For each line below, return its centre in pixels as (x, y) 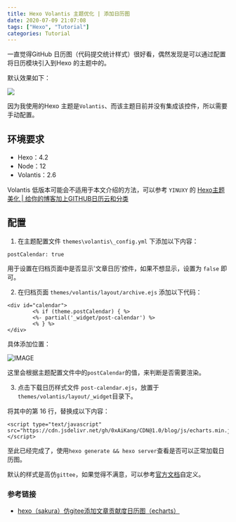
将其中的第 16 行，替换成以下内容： (59, 411)
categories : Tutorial (39, 33)
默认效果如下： (29, 78)
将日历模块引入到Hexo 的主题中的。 (59, 63)
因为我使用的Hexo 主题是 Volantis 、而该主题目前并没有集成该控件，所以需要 (118, 106)
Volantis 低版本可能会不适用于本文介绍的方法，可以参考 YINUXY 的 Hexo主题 (116, 190)
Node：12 (32, 167)
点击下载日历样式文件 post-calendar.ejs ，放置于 (88, 387)
